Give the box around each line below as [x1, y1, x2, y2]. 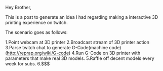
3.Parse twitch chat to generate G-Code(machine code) [5, 45, 121, 50]
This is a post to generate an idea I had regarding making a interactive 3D [5, 14, 158, 20]
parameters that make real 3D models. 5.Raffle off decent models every [5, 55, 154, 61]
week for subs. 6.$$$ [5, 61, 50, 66]
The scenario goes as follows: [5, 29, 68, 35]
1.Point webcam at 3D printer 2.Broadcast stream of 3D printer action [5, 39, 149, 45]
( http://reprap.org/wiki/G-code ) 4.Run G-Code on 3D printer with [5, 50, 141, 56]
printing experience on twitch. [5, 20, 68, 25]
